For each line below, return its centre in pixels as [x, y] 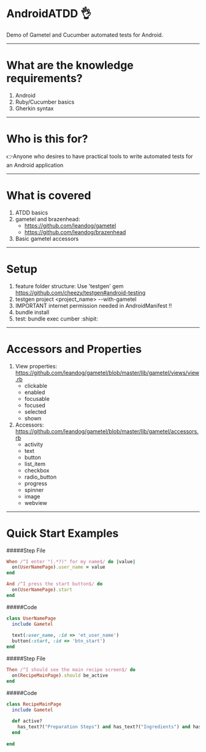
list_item [35, 464]
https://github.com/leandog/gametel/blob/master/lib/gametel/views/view [107, 373]
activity [34, 444]
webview [36, 503]
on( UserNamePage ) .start [42, 590]
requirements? [44, 78]
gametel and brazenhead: [48, 219]
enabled [35, 392]
